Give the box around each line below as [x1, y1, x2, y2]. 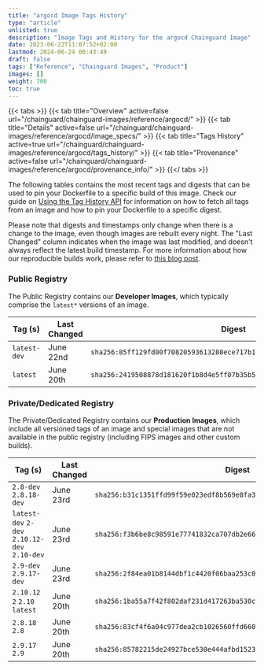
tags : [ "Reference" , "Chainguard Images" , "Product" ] [8, 63, 189, 71]
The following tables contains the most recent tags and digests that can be [8, 180, 251, 190]
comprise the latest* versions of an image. [8, 300, 149, 309]
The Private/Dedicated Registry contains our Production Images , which [8, 415, 240, 425]
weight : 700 [8, 77, 47, 85]
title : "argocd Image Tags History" [8, 11, 128, 20]
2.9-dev [12, 561, 41, 570]
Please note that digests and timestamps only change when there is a [8, 220, 233, 230]
